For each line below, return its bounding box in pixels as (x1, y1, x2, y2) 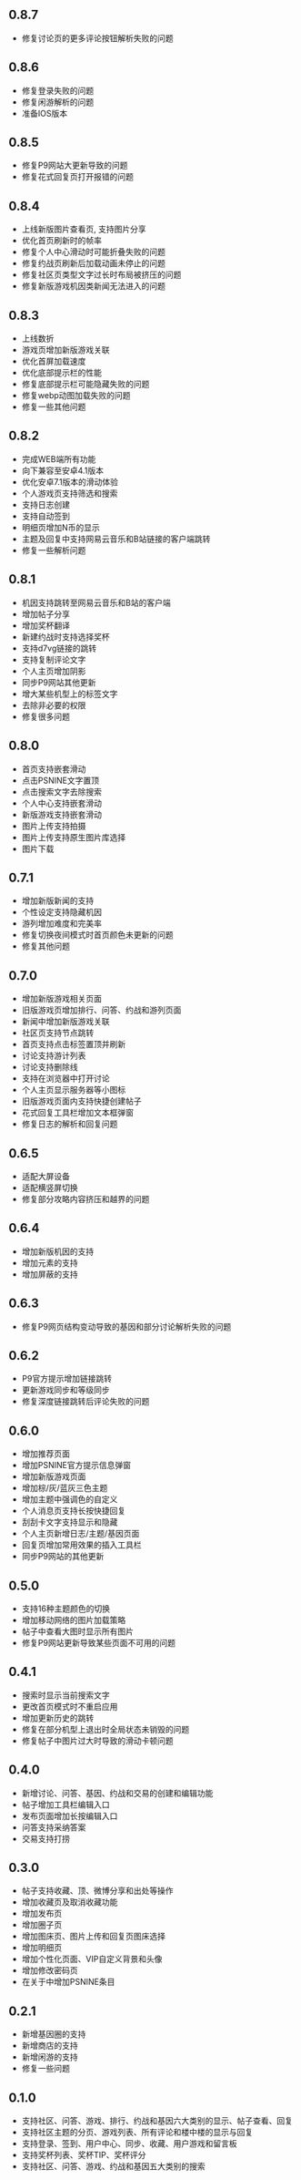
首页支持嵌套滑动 (21, 763, 86, 774)
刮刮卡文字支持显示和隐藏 (21, 1517, 118, 1527)
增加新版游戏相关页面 (21, 993, 102, 1004)
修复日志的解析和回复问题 (21, 1118, 118, 1129)
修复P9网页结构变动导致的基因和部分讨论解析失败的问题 (21, 1321, 232, 1332)
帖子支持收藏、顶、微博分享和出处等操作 (21, 1886, 174, 1897)
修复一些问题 (21, 2063, 70, 2074)
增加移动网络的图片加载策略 (21, 1615, 126, 1625)
